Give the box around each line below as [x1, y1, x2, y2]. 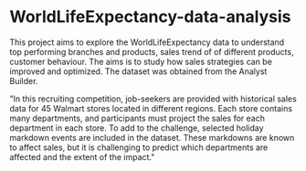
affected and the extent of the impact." [9, 151, 155, 162]
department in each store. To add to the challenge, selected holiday [9, 122, 264, 134]
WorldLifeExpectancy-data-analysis [9, 6, 291, 27]
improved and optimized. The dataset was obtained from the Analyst [9, 66, 268, 77]
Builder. [9, 75, 38, 86]
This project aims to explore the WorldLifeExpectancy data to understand [9, 37, 285, 48]
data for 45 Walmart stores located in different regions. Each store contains [9, 102, 293, 113]
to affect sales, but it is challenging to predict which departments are [9, 142, 269, 153]
